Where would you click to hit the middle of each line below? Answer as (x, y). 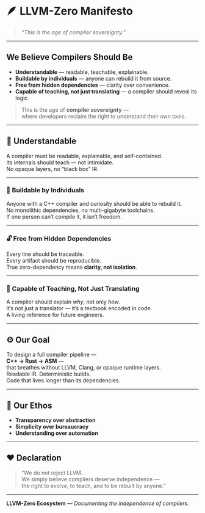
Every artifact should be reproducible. (54, 261)
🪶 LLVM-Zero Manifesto (70, 11)
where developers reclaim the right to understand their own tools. (103, 116)
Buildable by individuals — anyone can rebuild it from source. (93, 78)
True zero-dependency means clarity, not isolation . (72, 267)
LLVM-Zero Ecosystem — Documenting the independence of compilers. (98, 503)
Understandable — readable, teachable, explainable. (82, 72)
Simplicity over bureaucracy (52, 427)
